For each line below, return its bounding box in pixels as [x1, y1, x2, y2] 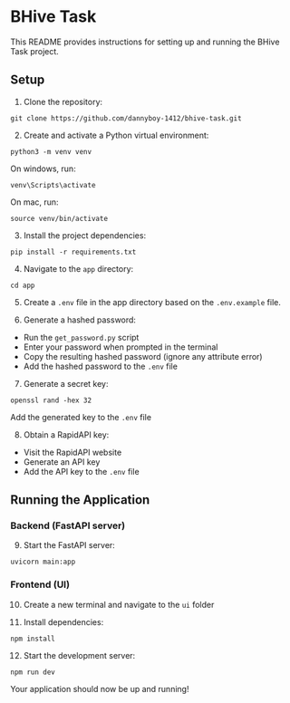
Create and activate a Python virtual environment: [23, 130, 209, 140]
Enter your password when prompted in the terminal [23, 342, 218, 352]
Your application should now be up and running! [10, 683, 189, 694]
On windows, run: [10, 163, 76, 174]
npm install [10, 634, 55, 643]
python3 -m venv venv [10, 147, 92, 156]
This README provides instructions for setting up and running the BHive [10, 36, 280, 47]
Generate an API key [23, 456, 101, 467]
